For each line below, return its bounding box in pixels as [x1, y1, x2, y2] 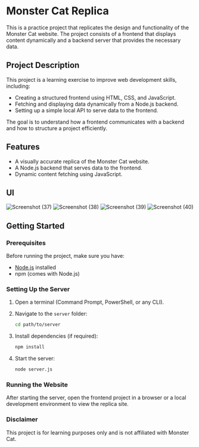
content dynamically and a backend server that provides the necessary [6, 36, 181, 44]
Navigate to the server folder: [14, 310, 88, 317]
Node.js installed [14, 264, 57, 271]
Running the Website [6, 380, 69, 389]
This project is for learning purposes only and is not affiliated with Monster [6, 428, 189, 436]
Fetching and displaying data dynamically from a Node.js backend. [14, 100, 179, 107]
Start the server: [14, 355, 55, 362]
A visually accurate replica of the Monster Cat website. [14, 158, 150, 165]
